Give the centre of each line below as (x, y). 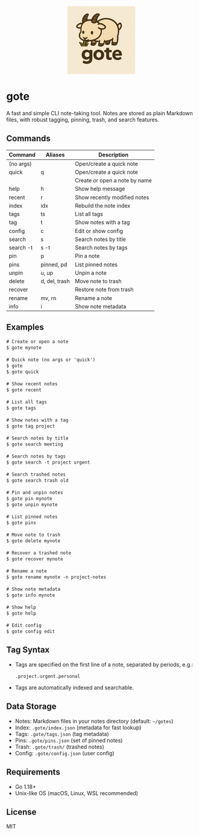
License (21, 812)
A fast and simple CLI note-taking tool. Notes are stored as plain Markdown (99, 113)
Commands (29, 139)
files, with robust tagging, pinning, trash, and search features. (83, 120)
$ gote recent (24, 390)
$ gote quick (23, 372)
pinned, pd (54, 264)
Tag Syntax (28, 650)
